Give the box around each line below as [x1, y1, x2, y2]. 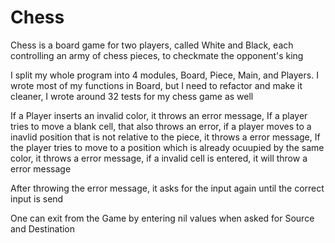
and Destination [10, 222, 76, 235]
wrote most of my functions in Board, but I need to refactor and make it [10, 79, 303, 91]
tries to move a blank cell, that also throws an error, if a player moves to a [10, 120, 312, 132]
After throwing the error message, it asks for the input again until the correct [10, 182, 325, 194]
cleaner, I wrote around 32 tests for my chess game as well [10, 90, 254, 102]
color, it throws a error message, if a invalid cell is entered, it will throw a [10, 152, 308, 164]
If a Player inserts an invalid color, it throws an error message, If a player [10, 109, 308, 121]
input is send [10, 192, 64, 205]
